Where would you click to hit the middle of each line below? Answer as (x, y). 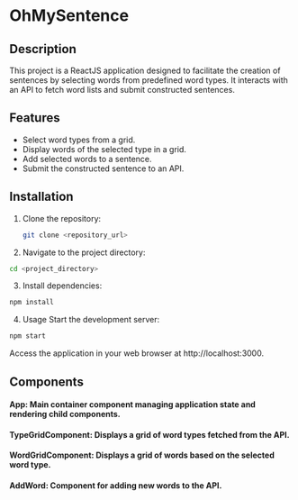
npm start (28, 336)
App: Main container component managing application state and (133, 405)
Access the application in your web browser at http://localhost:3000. (136, 353)
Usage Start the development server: (91, 320)
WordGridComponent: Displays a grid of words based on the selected (142, 455)
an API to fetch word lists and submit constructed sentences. (122, 90)
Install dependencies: (62, 286)
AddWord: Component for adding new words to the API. (116, 485)
